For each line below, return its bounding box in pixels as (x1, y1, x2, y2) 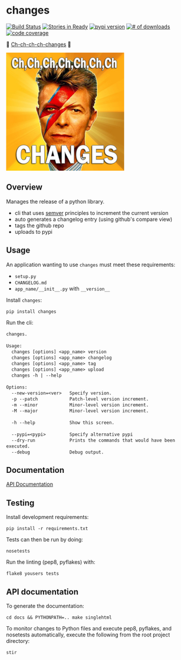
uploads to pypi (14, 228, 53, 235)
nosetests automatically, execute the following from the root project (6, 631, 170, 638)
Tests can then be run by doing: (6, 536, 84, 543)
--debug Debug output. (11, 449, 104, 455)
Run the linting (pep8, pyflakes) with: (6, 558, 96, 566)
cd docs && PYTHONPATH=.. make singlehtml (6, 615, 112, 620)
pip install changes (6, 308, 57, 315)
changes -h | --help (11, 373, 62, 378)
